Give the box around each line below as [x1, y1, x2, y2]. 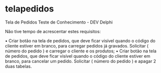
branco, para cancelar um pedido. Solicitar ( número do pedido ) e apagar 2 [5, 58, 156, 64]
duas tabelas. [5, 63, 32, 69]
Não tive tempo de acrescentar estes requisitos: [5, 28, 101, 34]
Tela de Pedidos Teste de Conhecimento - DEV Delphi [5, 19, 113, 25]
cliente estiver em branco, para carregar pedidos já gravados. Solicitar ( [5, 43, 149, 49]
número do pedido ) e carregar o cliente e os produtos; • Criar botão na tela [5, 48, 157, 54]
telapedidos [5, 3, 54, 14]
